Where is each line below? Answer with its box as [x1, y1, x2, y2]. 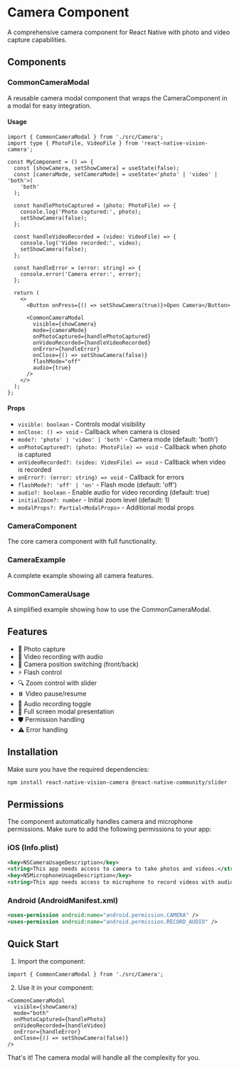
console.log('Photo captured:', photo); [20, 208, 142, 215]
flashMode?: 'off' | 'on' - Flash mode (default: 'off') [17, 480, 177, 489]
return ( [14, 289, 40, 296]
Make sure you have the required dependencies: [7, 765, 149, 773]
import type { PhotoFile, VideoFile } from [7, 140, 139, 147]
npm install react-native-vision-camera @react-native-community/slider [7, 778, 228, 786]
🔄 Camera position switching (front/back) [17, 660, 139, 668]
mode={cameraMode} [33, 326, 87, 334]
